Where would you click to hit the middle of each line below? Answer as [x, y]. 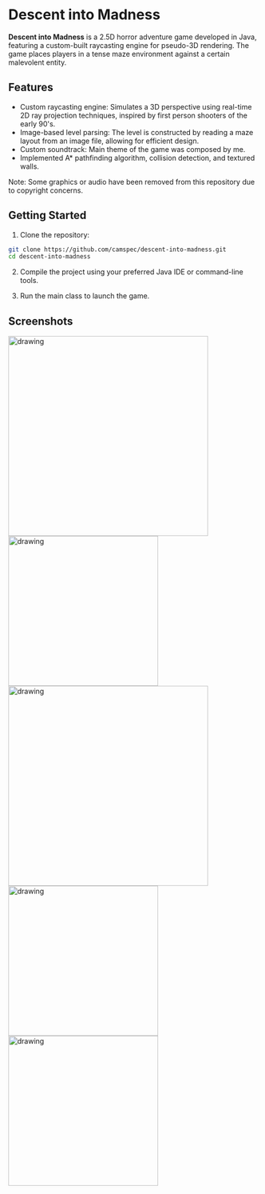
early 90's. [38, 124]
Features [31, 88]
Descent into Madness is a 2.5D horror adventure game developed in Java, [132, 37]
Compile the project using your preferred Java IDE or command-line [131, 272]
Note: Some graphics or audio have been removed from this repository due [132, 182]
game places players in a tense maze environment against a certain [119, 54]
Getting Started [47, 216]
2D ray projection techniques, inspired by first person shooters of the [133, 115]
